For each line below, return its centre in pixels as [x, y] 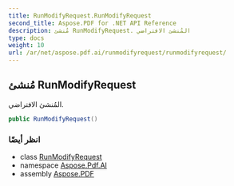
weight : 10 [26, 46]
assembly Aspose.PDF [57, 173]
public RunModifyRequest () [53, 119]
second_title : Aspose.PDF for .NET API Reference [93, 23]
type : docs [26, 38]
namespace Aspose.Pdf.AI [63, 165]
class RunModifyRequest [61, 156]
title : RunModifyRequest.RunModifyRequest [80, 16]
